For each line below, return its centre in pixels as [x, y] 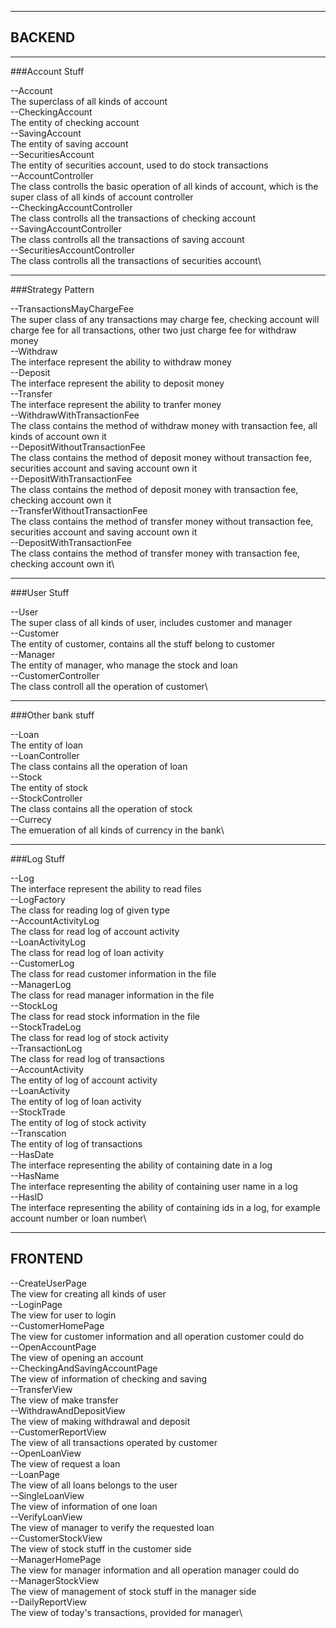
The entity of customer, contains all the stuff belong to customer [143, 643]
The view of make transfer [64, 1400]
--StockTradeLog [46, 1027]
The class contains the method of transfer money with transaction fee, [155, 553]
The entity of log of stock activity [78, 1122]
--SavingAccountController [66, 228]
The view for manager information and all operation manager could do [155, 1570]
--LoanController [45, 755]
